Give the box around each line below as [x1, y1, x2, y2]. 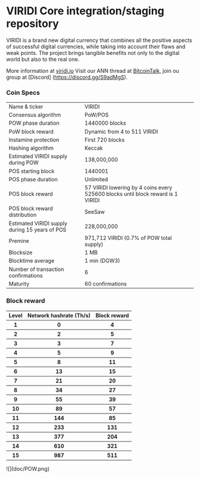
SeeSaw [84, 208, 105, 215]
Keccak [84, 144, 103, 152]
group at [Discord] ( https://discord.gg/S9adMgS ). [6, 73, 128, 81]
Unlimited [84, 175, 108, 183]
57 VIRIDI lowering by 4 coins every [84, 184, 173, 192]
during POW [8, 159, 39, 166]
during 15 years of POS [8, 226, 67, 233]
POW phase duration [8, 119, 60, 127]
